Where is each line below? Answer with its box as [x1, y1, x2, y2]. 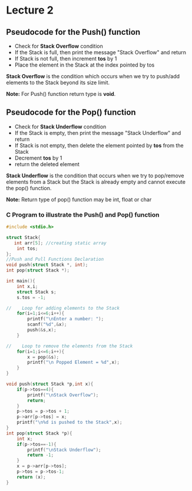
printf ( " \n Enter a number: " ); [27, 316, 104, 322]
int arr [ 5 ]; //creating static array [14, 240, 107, 246]
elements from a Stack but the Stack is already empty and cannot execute [6, 178, 186, 185]
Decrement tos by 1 [14, 154, 62, 161]
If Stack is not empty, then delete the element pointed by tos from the [14, 142, 184, 149]
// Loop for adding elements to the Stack [6, 305, 120, 311]
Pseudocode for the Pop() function [6, 107, 137, 118]
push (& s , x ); [27, 327, 57, 333]
